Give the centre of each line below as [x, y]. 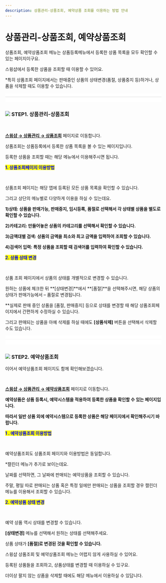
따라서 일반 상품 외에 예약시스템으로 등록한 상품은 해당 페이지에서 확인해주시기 [80, 416]
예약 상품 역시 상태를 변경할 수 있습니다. [43, 522]
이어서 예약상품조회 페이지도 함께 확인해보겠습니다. [54, 368]
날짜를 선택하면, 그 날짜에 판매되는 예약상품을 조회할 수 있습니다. [68, 475]
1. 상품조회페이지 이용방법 [30, 168]
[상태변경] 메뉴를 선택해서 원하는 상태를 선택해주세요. [57, 533]
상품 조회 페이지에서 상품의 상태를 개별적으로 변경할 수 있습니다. [67, 278]
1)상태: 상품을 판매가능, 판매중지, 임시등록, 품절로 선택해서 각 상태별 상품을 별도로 [83, 209]
